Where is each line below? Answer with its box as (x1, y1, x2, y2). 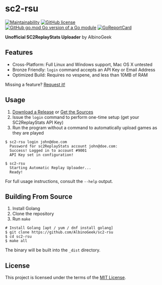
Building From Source (5, 192, 73, 201)
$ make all (5, 239, 28, 244)
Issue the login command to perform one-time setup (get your (12, 114, 139, 120)
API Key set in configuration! (9, 152, 74, 157)
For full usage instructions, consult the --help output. (5, 178, 113, 184)
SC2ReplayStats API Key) (12, 119, 64, 125)
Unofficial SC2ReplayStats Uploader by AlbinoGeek (5, 34, 112, 40)
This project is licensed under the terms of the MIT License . (5, 275, 127, 281)
